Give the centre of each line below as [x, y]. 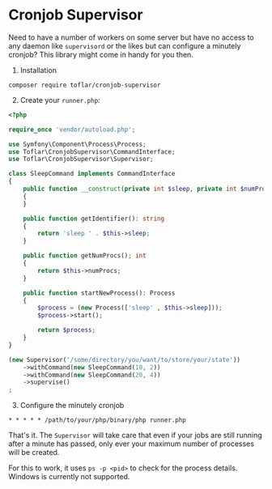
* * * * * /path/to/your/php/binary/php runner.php [97, 420]
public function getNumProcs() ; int [85, 256]
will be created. [34, 453]
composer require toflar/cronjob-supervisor [85, 85]
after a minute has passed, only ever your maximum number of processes [132, 444]
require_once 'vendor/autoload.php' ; [72, 130]
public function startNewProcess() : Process [99, 293]
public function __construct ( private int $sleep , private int [130, 189]
